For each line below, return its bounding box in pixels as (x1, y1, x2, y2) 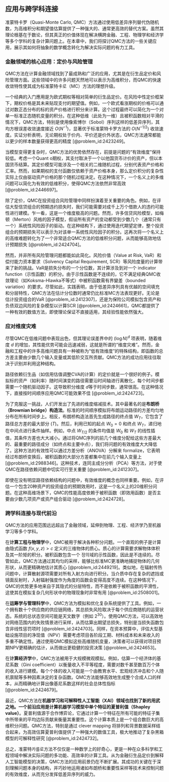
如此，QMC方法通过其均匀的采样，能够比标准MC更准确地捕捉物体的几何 (9, 558, 160, 564)
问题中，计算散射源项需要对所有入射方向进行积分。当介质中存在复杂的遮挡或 (5, 571, 164, 577)
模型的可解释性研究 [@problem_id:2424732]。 (5, 735, 102, 742)
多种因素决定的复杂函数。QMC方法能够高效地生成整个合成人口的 (22, 674, 157, 680)
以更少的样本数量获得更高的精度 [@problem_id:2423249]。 (5, 138, 128, 144)
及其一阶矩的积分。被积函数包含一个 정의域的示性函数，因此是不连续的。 (5, 552, 156, 558)
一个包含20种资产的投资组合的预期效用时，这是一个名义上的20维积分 (9, 483, 153, 490)
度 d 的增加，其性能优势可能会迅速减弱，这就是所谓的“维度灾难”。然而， (5, 342, 155, 348)
